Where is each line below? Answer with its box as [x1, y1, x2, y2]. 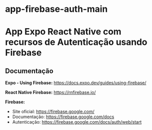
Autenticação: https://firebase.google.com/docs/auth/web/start [12, 119, 142, 125]
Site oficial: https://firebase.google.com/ [12, 109, 95, 115]
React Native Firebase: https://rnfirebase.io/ [5, 89, 96, 95]
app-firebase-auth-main [5, 3, 108, 15]
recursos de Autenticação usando [5, 37, 148, 48]
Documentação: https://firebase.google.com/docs [12, 114, 114, 120]
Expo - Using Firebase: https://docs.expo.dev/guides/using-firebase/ [5, 80, 147, 86]
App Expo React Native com [5, 26, 122, 38]
